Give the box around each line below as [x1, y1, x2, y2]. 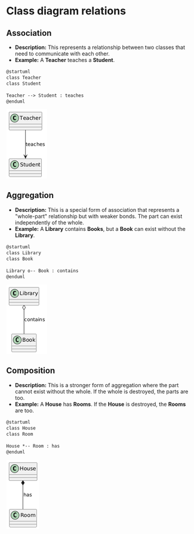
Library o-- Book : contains [6, 267, 79, 274]
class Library [6, 249, 42, 256]
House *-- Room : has [6, 443, 60, 449]
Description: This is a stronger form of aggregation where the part [14, 381, 179, 388]
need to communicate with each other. [14, 50, 110, 57]
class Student [6, 81, 42, 87]
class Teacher [6, 75, 42, 81]
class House [6, 425, 36, 431]
